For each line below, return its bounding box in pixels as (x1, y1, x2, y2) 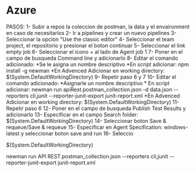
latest (6, 129, 19, 137)
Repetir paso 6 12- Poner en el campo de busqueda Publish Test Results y (6, 105, 186, 112)
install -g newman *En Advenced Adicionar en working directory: (6, 67, 165, 74)
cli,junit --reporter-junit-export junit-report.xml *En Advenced (30, 92, 180, 99)
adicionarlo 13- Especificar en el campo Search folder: (6, 111, 139, 118)
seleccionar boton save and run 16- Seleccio (25, 129, 134, 137)
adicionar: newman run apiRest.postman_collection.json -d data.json (6, 86, 172, 93)
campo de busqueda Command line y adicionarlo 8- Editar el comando (6, 54, 178, 61)
